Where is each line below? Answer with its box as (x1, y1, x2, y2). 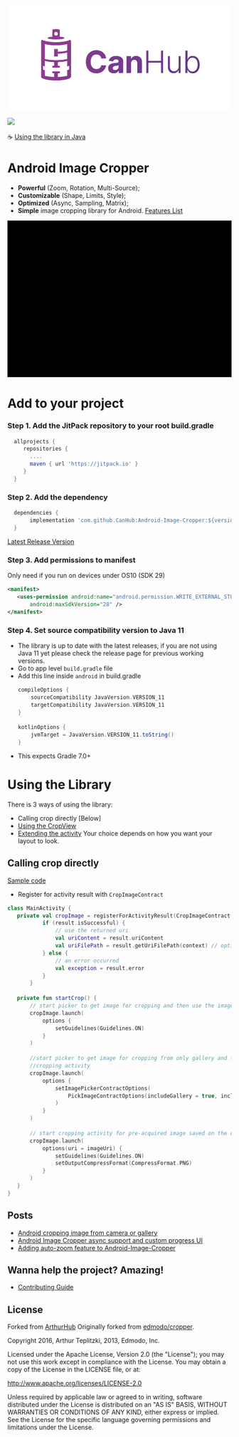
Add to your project (7, 396, 124, 411)
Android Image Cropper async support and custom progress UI (17, 1236, 203, 1244)
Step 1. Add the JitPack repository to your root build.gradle (7, 421, 215, 431)
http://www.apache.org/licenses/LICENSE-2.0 (7, 1379, 142, 1388)
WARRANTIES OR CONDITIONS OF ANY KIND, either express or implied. (7, 1408, 219, 1416)
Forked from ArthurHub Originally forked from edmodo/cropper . (7, 1322, 194, 1331)
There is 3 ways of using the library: (7, 800, 113, 809)
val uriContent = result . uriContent (55, 935, 164, 942)
